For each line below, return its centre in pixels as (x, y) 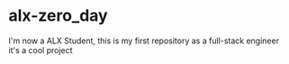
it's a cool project (41, 50)
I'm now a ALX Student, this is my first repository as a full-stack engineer (144, 41)
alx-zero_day (59, 16)
